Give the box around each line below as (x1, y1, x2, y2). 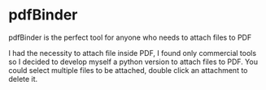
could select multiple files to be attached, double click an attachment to (8, 65, 248, 75)
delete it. (8, 74, 38, 84)
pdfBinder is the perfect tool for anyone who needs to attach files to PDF (8, 32, 252, 42)
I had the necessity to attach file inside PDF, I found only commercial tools (8, 48, 257, 58)
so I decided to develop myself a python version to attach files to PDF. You (8, 57, 259, 66)
